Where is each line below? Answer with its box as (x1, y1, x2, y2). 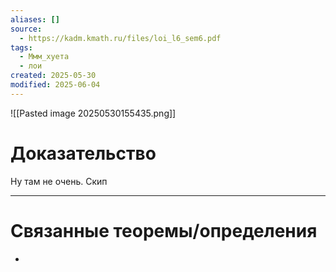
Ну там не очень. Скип (10, 175, 108, 187)
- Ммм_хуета (19, 52, 70, 62)
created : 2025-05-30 (10, 71, 97, 81)
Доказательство (10, 142, 157, 165)
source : (10, 24, 43, 34)
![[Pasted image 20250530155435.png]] (10, 107, 177, 119)
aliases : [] (10, 14, 60, 25)
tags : (10, 42, 33, 53)
